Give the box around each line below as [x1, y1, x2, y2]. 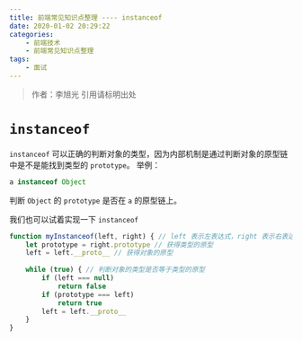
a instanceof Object [9, 177, 87, 187]
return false [57, 282, 106, 291]
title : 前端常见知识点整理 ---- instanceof [9, 13, 163, 22]
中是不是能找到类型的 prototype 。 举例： [9, 159, 161, 170]
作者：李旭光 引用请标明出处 [31, 89, 137, 100]
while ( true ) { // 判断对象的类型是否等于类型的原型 [25, 266, 205, 275]
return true [57, 298, 102, 308]
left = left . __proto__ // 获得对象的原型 [25, 249, 173, 258]
